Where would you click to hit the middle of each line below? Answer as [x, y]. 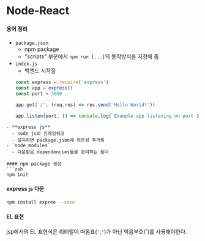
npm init [17, 174]
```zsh [15, 169]
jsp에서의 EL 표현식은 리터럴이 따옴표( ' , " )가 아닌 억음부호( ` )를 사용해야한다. [97, 232]
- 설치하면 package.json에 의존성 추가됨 [58, 140]
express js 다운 [25, 189]
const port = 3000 [39, 94]
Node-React [38, 11]
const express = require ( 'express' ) [62, 82]
